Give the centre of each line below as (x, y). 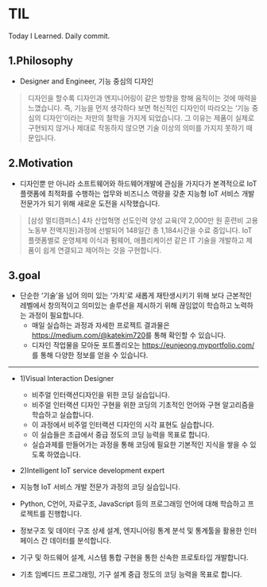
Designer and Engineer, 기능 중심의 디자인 (87, 81)
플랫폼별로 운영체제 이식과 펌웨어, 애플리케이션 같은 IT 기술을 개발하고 (136, 240)
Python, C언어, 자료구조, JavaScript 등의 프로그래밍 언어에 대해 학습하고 (133, 504)
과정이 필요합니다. (56, 316)
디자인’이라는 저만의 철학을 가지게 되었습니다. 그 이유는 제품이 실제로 (149, 118)
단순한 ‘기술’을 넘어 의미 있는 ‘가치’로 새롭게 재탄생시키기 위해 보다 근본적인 (135, 296)
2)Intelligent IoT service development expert (92, 471)
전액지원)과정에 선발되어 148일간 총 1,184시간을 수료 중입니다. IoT (151, 230)
